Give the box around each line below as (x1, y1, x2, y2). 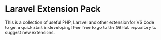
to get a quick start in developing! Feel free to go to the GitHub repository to (5, 24, 157, 30)
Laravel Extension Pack (5, 3, 101, 14)
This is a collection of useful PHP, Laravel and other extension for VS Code (5, 19, 154, 25)
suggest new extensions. (5, 29, 55, 35)
